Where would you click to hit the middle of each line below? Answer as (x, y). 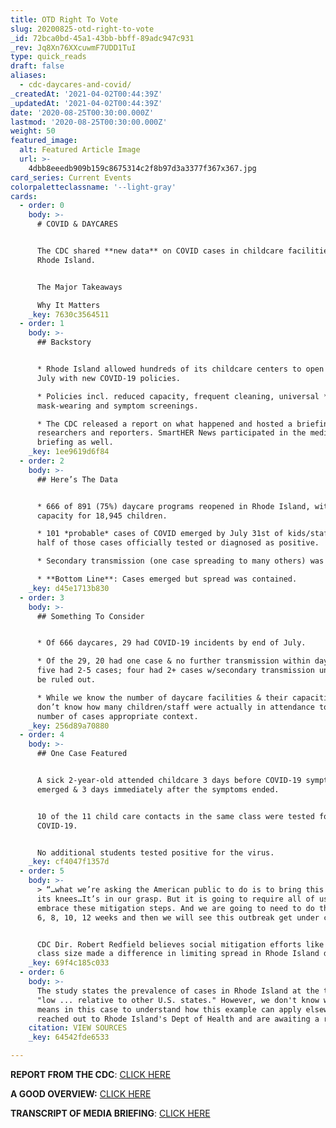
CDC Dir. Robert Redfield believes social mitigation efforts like (180, 944)
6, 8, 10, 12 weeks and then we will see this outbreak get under (178, 917)
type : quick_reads (48, 57)
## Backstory (64, 342)
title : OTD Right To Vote (64, 19)
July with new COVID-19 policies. (109, 378)
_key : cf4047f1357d (69, 862)
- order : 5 (42, 871)
